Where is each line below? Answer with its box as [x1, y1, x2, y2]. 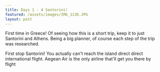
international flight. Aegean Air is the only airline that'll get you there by [5, 56, 151, 62]
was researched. [5, 41, 40, 47]
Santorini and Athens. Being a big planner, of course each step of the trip [5, 35, 155, 41]
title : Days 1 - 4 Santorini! [5, 7, 68, 12]
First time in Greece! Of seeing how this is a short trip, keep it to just [5, 30, 145, 36]
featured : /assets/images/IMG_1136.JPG [5, 12, 88, 17]
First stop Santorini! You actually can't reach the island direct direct [5, 50, 143, 56]
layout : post [5, 16, 32, 21]
